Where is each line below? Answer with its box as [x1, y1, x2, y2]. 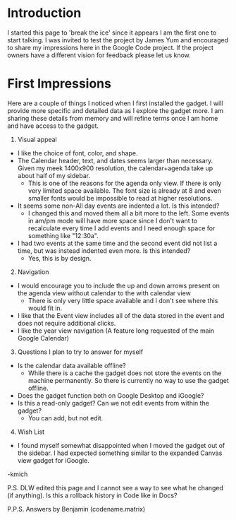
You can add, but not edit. [27, 413, 104, 422]
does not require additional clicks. [17, 319, 116, 327]
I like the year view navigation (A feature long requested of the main [17, 326, 215, 335]
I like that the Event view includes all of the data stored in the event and [17, 311, 225, 319]
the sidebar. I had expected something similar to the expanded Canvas [17, 449, 223, 457]
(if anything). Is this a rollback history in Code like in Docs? [7, 491, 178, 500]
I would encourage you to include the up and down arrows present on [17, 281, 221, 290]
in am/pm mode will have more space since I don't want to [27, 216, 198, 225]
